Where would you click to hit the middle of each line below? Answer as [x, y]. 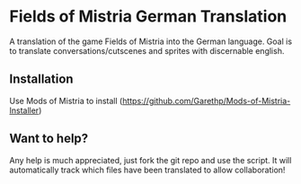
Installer [24, 110]
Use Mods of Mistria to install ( [66, 101]
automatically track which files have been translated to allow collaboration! [147, 170]
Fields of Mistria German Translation [148, 17]
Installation [41, 79]
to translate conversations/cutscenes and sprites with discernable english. [147, 50]
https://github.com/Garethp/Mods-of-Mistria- [207, 101]
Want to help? [49, 139]
